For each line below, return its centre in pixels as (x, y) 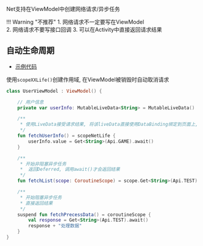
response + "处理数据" (55, 226)
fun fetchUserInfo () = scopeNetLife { (66, 136)
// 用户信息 (30, 102)
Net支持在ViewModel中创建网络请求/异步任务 (63, 9)
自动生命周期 (30, 51)
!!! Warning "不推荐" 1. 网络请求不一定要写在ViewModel (75, 22)
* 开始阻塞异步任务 (41, 197)
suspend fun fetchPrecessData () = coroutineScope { (84, 215)
